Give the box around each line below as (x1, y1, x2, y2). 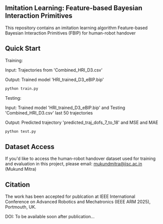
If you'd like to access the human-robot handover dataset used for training (5, 155, 156, 162)
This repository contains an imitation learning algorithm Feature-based (5, 25, 148, 31)
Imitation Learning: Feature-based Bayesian (5, 4, 142, 12)
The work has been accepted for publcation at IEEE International (5, 193, 136, 199)
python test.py (5, 129, 36, 134)
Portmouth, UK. (5, 204, 36, 210)
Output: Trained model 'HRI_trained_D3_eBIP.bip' (5, 76, 104, 82)
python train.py (5, 86, 38, 91)
